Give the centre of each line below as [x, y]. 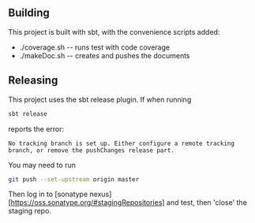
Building [29, 13]
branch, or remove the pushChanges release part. [92, 150]
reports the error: [36, 128]
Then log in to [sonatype [48, 194]
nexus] [101, 194]
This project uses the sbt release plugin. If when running [100, 99]
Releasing [33, 81]
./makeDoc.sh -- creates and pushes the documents [105, 55]
